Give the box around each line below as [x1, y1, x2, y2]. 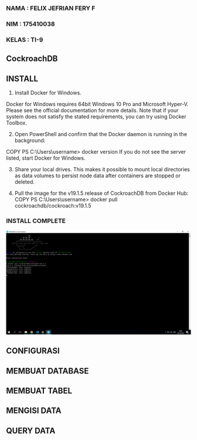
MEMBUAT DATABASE [6, 365, 89, 376]
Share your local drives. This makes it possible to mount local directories [14, 165, 191, 172]
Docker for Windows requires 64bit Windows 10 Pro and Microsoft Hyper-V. [6, 100, 189, 107]
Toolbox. [6, 119, 28, 126]
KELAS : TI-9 [6, 35, 43, 43]
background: [14, 137, 46, 144]
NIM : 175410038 [6, 19, 55, 28]
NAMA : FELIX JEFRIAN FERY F [6, 4, 96, 12]
